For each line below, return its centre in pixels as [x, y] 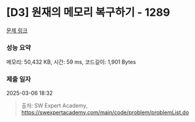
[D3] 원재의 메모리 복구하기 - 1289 [88, 12]
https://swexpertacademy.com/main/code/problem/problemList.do [105, 112]
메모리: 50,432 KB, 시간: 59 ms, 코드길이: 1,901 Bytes [71, 62]
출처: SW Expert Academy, [54, 105]
